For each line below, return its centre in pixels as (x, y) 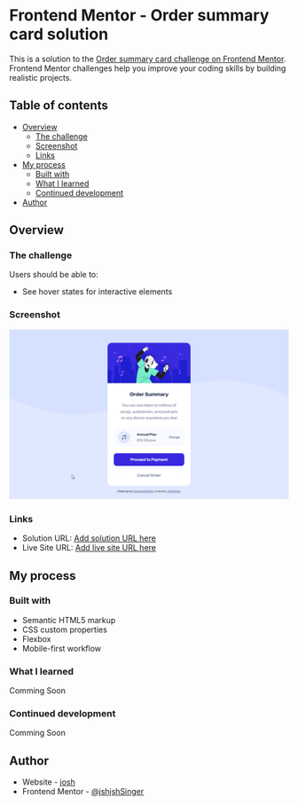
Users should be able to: (54, 275)
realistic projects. (41, 77)
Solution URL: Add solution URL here (89, 538)
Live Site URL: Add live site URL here (89, 548)
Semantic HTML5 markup (69, 620)
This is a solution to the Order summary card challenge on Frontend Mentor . (148, 59)
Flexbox (36, 638)
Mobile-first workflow (62, 648)
